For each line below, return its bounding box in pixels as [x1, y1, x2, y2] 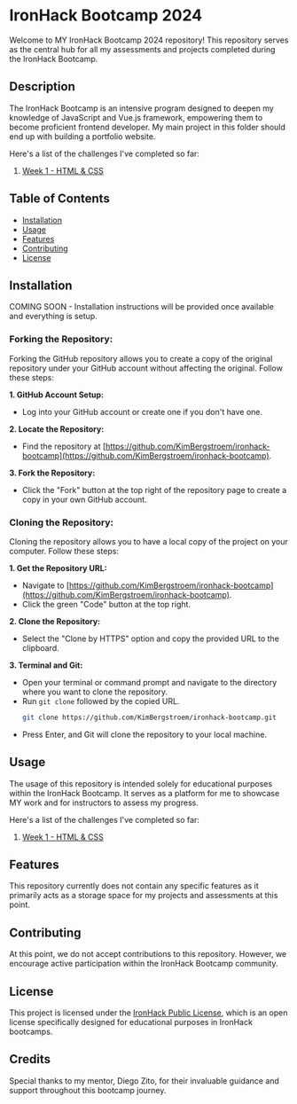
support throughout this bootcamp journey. [9, 1084, 167, 1095]
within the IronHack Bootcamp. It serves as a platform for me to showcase [9, 787, 280, 798]
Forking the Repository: [9, 333, 113, 346]
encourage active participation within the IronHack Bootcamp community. [9, 959, 278, 969]
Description [9, 79, 75, 94]
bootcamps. [9, 1026, 53, 1037]
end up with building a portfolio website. [9, 130, 156, 142]
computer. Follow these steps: [9, 545, 120, 556]
